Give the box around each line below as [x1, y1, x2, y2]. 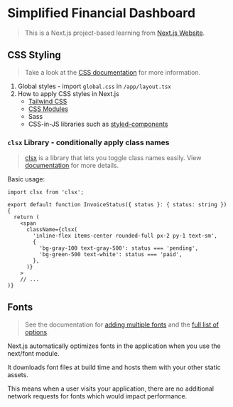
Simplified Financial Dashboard [7, 5, 196, 21]
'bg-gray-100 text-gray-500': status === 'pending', [38, 245, 199, 252]
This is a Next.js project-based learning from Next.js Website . [24, 28, 205, 37]
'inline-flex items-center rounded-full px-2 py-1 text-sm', [33, 233, 218, 240]
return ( [13, 213, 40, 221]
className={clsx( [26, 226, 78, 233]
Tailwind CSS [28, 97, 67, 105]
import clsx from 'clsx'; [7, 189, 84, 196]
